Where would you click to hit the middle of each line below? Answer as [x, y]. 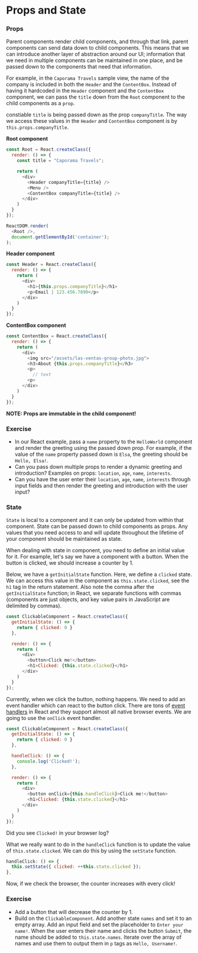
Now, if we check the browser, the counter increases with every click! [91, 884]
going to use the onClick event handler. [54, 718]
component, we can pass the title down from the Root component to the [95, 97]
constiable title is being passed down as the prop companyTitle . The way [97, 115]
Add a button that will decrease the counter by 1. [74, 912]
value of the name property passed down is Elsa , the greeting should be [101, 454]
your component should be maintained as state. [64, 539]
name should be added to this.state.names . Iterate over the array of [98, 937]
